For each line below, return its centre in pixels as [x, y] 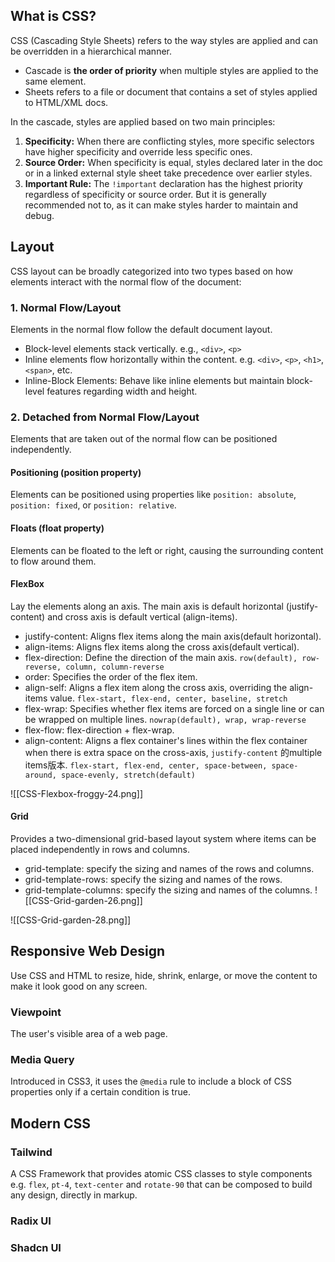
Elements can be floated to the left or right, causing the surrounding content [167, 550]
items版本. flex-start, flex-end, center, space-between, [146, 765]
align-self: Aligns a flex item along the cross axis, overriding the [156, 687]
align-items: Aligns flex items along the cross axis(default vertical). [162, 646]
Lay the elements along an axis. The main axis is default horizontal [147, 606]
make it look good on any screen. [79, 986]
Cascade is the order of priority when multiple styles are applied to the [171, 70]
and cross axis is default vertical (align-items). [142, 616]
